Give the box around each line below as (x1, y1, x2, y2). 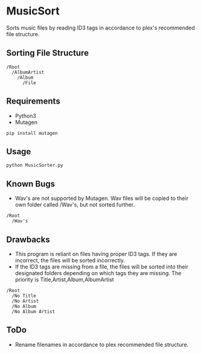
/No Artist (11, 298, 39, 304)
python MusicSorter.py (6, 163, 63, 169)
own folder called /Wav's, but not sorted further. (14, 201, 135, 208)
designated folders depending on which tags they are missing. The (14, 270, 182, 276)
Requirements (6, 96, 60, 107)
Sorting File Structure (6, 48, 89, 58)
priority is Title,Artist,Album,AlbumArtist (14, 276, 114, 283)
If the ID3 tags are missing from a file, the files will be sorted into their (14, 263, 188, 270)
